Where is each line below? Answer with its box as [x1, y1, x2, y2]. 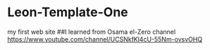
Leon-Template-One [7, 4, 128, 20]
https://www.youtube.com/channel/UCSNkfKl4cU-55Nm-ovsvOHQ [7, 35, 203, 43]
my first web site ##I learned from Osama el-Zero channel [7, 27, 176, 36]
